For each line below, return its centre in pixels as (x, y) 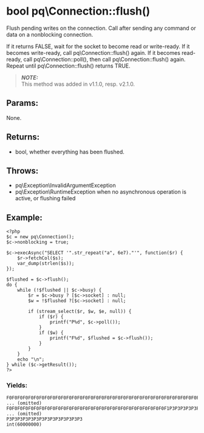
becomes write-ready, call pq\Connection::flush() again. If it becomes (93, 52)
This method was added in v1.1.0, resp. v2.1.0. (78, 84)
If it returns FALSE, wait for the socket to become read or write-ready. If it (98, 46)
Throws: (22, 171)
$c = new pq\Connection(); (40, 237)
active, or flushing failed (45, 199)
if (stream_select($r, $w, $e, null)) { (80, 312)
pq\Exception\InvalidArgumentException (66, 185)
